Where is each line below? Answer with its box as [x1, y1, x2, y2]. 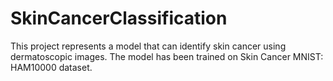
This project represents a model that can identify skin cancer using [10, 40, 287, 52]
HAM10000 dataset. [10, 61, 93, 73]
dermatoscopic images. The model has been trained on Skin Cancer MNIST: [10, 50, 324, 62]
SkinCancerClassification [10, 7, 228, 30]
